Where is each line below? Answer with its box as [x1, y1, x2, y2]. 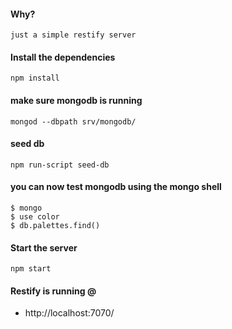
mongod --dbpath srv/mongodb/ [10, 116, 137, 127]
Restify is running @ [10, 285, 97, 297]
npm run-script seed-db [10, 160, 110, 170]
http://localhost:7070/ [24, 307, 115, 319]
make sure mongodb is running [10, 95, 143, 106]
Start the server [10, 241, 78, 254]
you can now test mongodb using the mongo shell [10, 181, 222, 193]
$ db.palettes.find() [10, 221, 101, 231]
